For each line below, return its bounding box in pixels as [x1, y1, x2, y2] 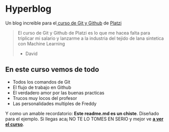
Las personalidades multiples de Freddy [12, 100, 97, 107]
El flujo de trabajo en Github [12, 84, 71, 90]
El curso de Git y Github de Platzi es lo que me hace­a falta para [17, 30, 150, 36]
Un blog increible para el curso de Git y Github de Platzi [5, 20, 122, 26]
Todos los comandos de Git [12, 78, 70, 85]
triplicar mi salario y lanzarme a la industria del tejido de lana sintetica [17, 35, 164, 41]
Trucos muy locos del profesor [12, 95, 77, 101]
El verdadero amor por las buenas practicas [12, 90, 104, 96]
